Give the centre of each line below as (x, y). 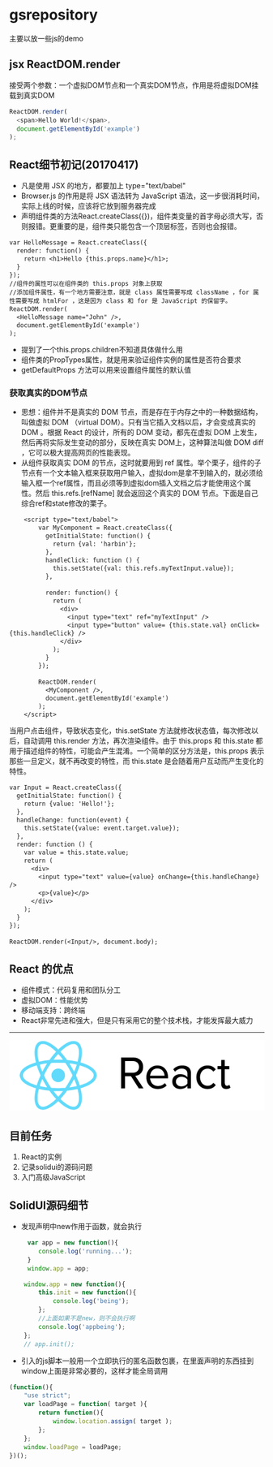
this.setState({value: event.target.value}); (102, 828)
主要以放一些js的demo (47, 38)
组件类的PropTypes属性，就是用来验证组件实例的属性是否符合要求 (131, 360)
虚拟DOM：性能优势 (54, 1000)
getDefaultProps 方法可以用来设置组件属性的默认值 (106, 370)
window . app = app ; (58, 1268)
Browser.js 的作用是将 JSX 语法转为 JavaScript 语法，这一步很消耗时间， (142, 196)
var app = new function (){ (73, 1243)
